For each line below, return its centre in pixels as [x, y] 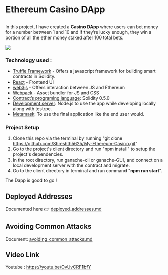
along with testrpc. [32, 109]
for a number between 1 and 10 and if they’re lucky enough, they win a [78, 32]
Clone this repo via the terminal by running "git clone [68, 138]
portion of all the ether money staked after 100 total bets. [65, 37]
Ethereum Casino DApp [55, 9]
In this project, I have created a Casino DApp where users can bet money [82, 27]
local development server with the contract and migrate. [71, 165]
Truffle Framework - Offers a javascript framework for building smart [84, 71]
